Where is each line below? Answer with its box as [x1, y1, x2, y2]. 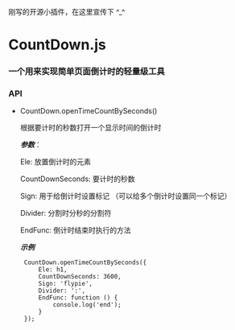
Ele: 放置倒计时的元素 [19, 157, 91, 167]
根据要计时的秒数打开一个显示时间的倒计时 [19, 123, 162, 133]
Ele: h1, [38, 266, 68, 274]
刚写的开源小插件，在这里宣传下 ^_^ [8, 7, 126, 16]
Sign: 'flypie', [38, 280, 93, 288]
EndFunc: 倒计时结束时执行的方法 [19, 225, 131, 235]
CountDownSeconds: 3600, [38, 273, 122, 281]
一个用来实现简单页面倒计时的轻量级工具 [8, 66, 165, 77]
